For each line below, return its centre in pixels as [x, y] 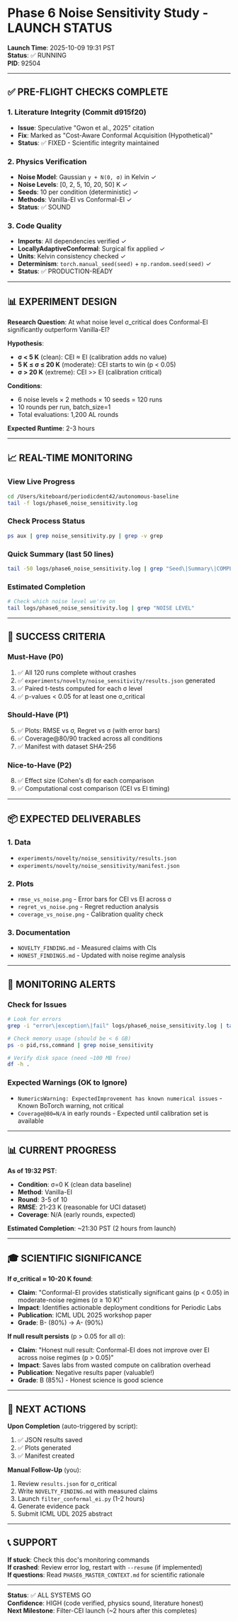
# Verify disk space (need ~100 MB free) [69, 1058]
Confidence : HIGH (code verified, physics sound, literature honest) [106, 1603]
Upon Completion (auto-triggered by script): [73, 1426]
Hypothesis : [26, 343]
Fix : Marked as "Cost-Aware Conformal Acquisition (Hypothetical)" [115, 135]
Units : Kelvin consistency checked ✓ [72, 256]
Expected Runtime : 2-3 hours [51, 428]
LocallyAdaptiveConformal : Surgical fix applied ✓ [91, 249]
